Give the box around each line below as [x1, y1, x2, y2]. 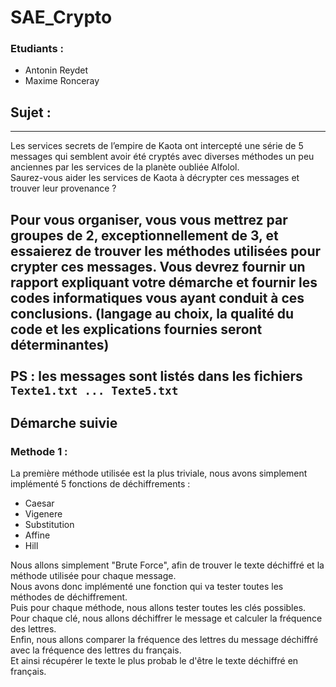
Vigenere [24, 508, 63, 520]
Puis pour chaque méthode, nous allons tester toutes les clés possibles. [10, 602, 307, 614]
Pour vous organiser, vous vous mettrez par [10, 211, 288, 228]
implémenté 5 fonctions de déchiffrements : [10, 478, 191, 490]
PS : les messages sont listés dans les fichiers [10, 367, 303, 385]
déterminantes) [10, 336, 110, 353]
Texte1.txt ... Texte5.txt [10, 383, 179, 398]
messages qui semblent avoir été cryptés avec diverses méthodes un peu [10, 151, 315, 163]
